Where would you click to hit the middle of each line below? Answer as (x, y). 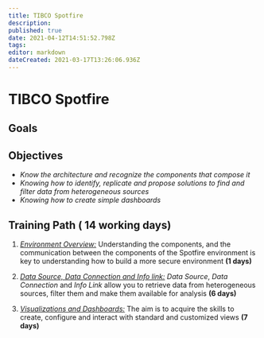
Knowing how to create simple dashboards (90, 200)
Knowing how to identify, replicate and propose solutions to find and (132, 183)
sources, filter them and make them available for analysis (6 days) (128, 293)
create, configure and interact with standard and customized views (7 (134, 317)
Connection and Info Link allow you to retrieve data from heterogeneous (138, 285)
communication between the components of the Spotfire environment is (138, 253)
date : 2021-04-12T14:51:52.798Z (62, 38)
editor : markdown (37, 52)
